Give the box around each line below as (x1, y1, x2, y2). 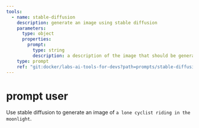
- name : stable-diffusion (11, 14, 76, 20)
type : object (21, 31, 54, 37)
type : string (32, 47, 65, 53)
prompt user (6, 89, 68, 103)
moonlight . (6, 115, 32, 122)
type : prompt (17, 58, 49, 64)
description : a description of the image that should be (32, 53, 176, 59)
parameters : (17, 25, 46, 31)
